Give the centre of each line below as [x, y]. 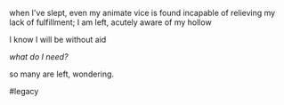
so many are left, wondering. [61, 74]
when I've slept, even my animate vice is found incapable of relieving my [142, 13]
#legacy [24, 91]
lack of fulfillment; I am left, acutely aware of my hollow [110, 22]
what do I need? [39, 57]
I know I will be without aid [58, 40]
